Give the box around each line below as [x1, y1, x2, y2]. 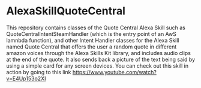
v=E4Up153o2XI [6, 75, 46, 82]
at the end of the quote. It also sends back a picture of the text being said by [6, 56, 196, 63]
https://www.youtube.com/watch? [72, 68, 157, 75]
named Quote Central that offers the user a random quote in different [6, 43, 177, 50]
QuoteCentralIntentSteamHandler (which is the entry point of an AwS [6, 30, 177, 37]
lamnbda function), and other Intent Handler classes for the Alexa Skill [6, 37, 179, 44]
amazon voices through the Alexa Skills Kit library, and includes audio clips [6, 49, 191, 56]
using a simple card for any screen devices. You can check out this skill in [6, 62, 189, 69]
